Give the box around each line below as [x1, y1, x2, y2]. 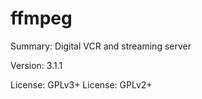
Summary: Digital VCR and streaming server [10, 40, 192, 52]
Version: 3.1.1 [10, 59, 63, 71]
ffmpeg [10, 7, 73, 30]
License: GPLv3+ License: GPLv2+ [10, 78, 153, 91]
